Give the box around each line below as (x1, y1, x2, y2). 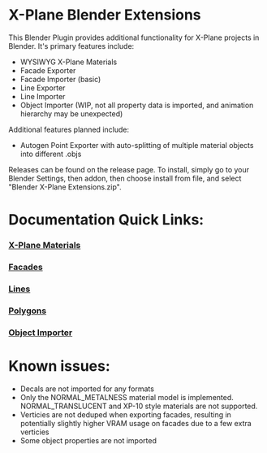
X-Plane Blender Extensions (8, 6, 201, 24)
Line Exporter (19, 83, 66, 93)
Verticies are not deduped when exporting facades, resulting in (19, 409, 231, 420)
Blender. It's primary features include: (8, 41, 135, 50)
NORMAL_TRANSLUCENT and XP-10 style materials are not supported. (19, 401, 258, 411)
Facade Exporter (19, 65, 76, 75)
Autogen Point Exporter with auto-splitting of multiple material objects (19, 140, 254, 150)
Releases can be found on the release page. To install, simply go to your (8, 164, 250, 174)
